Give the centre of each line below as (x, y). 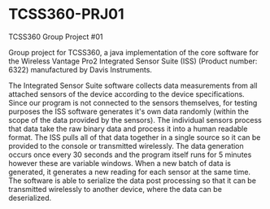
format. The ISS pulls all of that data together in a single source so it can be (135, 137)
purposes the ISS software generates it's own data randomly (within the (129, 111)
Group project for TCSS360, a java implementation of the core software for (133, 52)
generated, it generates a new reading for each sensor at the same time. (129, 172)
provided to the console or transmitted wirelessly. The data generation (126, 146)
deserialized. (30, 198)
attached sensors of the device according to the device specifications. (127, 94)
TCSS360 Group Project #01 (56, 37)
